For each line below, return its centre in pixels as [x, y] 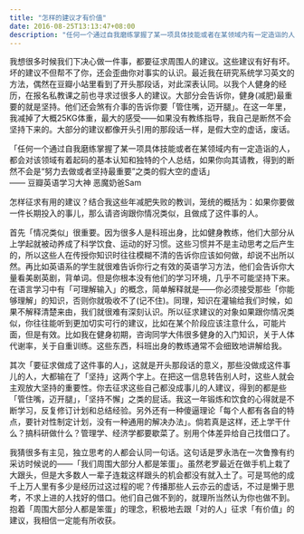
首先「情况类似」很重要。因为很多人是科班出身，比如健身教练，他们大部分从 [152, 233]
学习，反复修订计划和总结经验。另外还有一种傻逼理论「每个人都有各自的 [152, 411]
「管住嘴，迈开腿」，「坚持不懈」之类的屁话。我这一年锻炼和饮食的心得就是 [148, 399]
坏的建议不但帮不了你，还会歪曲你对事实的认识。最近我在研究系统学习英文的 [152, 73]
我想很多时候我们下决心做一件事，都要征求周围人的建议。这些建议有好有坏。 [152, 62]
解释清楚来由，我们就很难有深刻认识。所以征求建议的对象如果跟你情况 [156, 312]
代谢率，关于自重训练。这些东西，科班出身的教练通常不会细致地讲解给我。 [148, 346]
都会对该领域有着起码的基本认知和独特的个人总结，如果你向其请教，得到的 [148, 160]
